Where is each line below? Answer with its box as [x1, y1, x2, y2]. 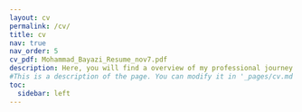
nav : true [9, 38, 47, 48]
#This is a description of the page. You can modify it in [9, 72, 237, 81]
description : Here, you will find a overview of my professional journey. [9, 64, 297, 73]
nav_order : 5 [9, 47, 59, 56]
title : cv [9, 30, 47, 39]
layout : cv [9, 13, 51, 23]
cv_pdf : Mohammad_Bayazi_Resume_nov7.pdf [9, 55, 168, 64]
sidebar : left [17, 89, 71, 98]
